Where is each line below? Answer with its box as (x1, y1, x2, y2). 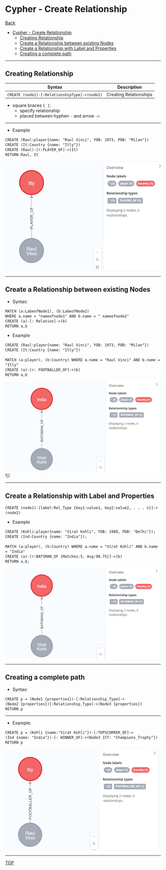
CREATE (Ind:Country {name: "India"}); (5, 534, 87, 539)
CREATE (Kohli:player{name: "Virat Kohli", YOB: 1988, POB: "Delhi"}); (5, 529, 156, 534)
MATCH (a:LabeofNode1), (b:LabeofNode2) (5, 309, 90, 313)
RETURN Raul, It (5, 152, 39, 157)
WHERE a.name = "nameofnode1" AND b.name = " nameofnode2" (5, 313, 129, 318)
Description (117, 84, 142, 90)
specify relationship (19, 108, 60, 114)
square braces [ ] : (12, 103, 51, 108)
